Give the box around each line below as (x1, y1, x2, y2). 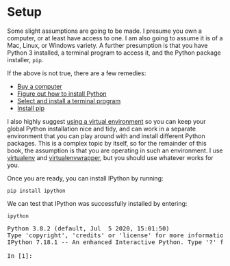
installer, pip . (7, 55, 44, 64)
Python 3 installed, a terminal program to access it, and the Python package (7, 49, 221, 57)
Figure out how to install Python (16, 90, 107, 98)
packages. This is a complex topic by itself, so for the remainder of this (7, 139, 207, 147)
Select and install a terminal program (16, 96, 121, 105)
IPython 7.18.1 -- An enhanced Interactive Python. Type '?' (7, 238, 217, 246)
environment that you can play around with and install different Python (7, 131, 205, 140)
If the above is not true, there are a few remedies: (7, 69, 146, 77)
